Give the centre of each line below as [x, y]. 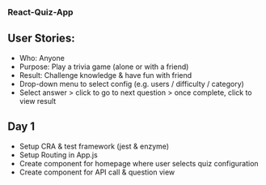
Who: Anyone [42, 58]
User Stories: [41, 39]
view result [38, 101]
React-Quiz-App [40, 12]
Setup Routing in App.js [58, 155]
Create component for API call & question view [97, 172]
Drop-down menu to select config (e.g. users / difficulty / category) [131, 84]
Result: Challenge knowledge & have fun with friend [106, 75]
